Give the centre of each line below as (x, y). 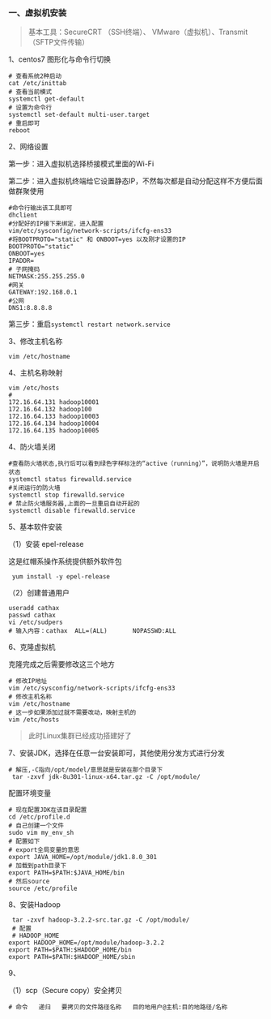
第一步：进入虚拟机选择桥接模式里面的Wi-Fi (81, 164)
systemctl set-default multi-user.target (79, 115)
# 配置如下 (24, 841)
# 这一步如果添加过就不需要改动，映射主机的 (72, 713)
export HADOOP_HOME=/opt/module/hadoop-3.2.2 (86, 943)
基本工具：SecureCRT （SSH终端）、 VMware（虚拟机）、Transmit (138, 32)
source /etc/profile (43, 889)
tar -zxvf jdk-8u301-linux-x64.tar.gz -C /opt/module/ (106, 777)
